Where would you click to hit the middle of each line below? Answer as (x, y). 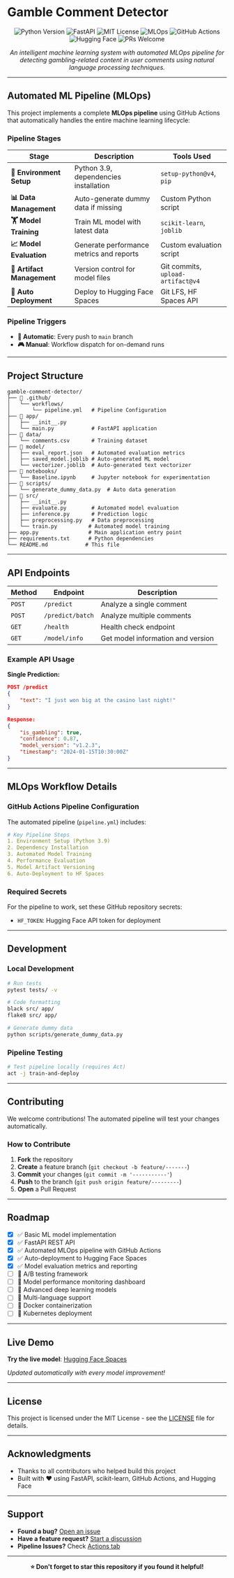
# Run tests (24, 983)
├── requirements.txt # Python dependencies (81, 539)
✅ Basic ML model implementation (67, 1234)
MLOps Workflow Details (62, 787)
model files (92, 278)
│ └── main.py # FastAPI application (82, 429)
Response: (22, 719)
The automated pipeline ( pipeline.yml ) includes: (77, 822)
